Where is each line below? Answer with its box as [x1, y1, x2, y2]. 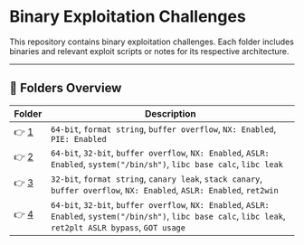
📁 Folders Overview [9, 80, 122, 96]
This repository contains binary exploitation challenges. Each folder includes [9, 36, 294, 47]
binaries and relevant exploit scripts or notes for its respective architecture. [9, 45, 290, 56]
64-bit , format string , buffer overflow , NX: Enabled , [51, 122, 277, 135]
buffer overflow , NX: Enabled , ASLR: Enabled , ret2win [51, 184, 279, 196]
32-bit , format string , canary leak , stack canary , [51, 172, 263, 184]
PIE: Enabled [51, 134, 107, 144]
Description [144, 107, 196, 119]
